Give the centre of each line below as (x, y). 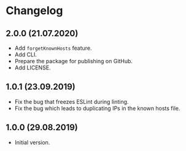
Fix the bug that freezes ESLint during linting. (72, 101)
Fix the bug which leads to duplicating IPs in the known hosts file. (97, 108)
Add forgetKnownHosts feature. (53, 48)
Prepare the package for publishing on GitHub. (74, 61)
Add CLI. (26, 55)
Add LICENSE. (33, 68)
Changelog (34, 11)
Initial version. (32, 142)
